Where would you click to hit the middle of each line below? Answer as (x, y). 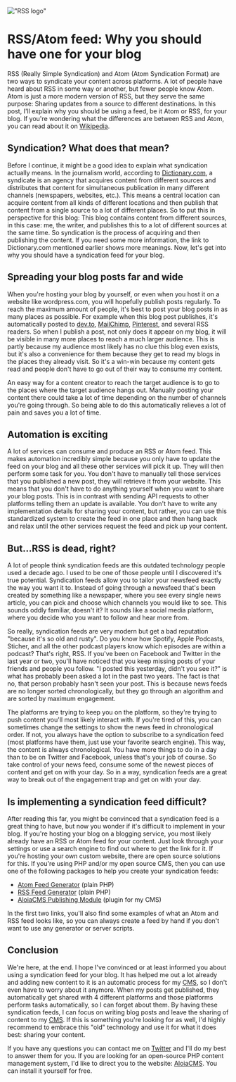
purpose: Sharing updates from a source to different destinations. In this (112, 103)
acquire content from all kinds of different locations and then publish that (113, 202)
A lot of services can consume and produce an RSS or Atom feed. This (110, 451)
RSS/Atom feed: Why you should (105, 39)
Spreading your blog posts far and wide (96, 277)
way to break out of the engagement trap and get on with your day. (104, 780)
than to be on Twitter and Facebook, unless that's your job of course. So (112, 757)
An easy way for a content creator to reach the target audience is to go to (113, 382)
